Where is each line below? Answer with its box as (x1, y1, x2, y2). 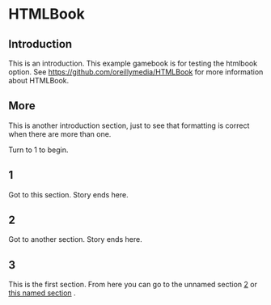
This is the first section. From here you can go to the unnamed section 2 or (8, 280, 257, 290)
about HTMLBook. (8, 76, 70, 85)
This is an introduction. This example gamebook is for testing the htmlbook (8, 58, 257, 68)
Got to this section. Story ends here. (8, 189, 129, 199)
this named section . (8, 288, 76, 298)
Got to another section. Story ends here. (8, 235, 143, 244)
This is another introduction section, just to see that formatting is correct (8, 121, 250, 130)
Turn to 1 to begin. (8, 145, 69, 155)
